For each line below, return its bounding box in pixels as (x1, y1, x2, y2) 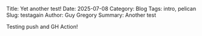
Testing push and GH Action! (6, 23, 78, 30)
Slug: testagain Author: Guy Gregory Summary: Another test (6, 11, 157, 19)
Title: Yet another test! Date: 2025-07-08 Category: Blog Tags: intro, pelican (6, 5, 197, 12)
